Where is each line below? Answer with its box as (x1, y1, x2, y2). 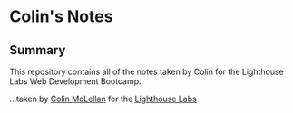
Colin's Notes (9, 6, 113, 27)
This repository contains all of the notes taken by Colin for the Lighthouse (9, 66, 284, 77)
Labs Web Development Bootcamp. (9, 76, 142, 87)
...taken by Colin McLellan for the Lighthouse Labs (9, 93, 197, 104)
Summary (9, 42, 66, 58)
